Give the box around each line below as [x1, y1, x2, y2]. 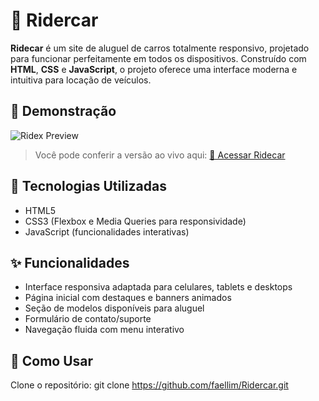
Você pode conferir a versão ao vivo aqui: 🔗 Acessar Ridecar [34, 149, 286, 161]
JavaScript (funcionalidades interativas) [24, 225, 190, 238]
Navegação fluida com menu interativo [24, 324, 185, 336]
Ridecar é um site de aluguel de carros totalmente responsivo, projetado [10, 42, 310, 54]
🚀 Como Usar [10, 352, 94, 369]
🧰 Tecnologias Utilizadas [10, 178, 167, 195]
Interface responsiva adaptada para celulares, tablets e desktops [24, 281, 293, 293]
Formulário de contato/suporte [24, 313, 152, 325]
